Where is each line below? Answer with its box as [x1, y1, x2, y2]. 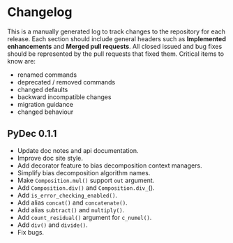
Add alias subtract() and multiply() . [17, 205, 125, 214]
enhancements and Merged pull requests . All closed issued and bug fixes [7, 42, 223, 50]
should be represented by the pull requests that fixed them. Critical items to [7, 50, 225, 58]
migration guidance [17, 100, 73, 108]
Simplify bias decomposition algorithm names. [17, 168, 151, 177]
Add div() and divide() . [17, 221, 89, 229]
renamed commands [17, 71, 77, 79]
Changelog [7, 4, 73, 20]
